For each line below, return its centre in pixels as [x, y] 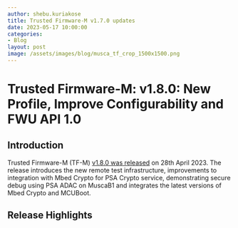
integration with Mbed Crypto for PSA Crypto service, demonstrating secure [119, 177]
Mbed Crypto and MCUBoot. [49, 192]
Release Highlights [50, 216]
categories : [25, 34]
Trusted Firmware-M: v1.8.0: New [109, 89]
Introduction [36, 146]
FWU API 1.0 [45, 119]
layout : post [27, 47]
